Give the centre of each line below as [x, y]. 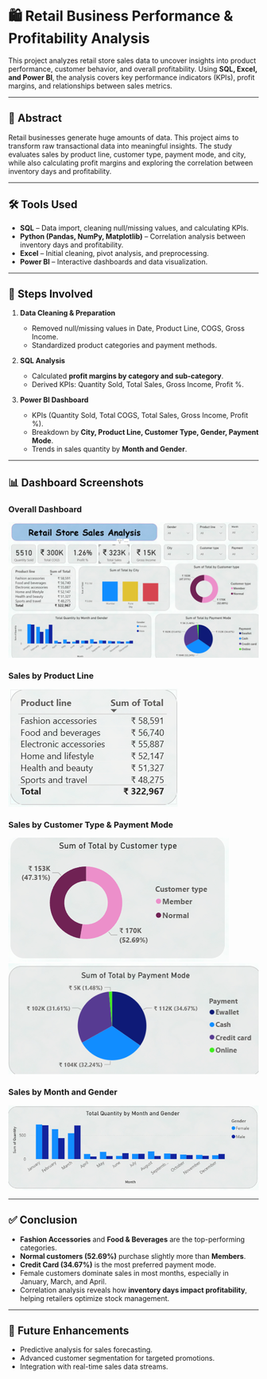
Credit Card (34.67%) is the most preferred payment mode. [118, 1265]
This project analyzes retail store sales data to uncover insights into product [132, 60]
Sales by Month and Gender [63, 1092]
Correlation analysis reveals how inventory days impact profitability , [133, 1290]
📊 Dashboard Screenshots [76, 482]
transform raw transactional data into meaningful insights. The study [120, 145]
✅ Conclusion [43, 1220]
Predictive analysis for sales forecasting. [86, 1350]
